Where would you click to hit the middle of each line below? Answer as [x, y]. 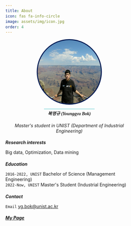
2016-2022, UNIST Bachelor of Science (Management [60, 174]
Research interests [26, 143]
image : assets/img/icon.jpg [35, 21]
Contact [14, 196]
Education [16, 164]
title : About [19, 11]
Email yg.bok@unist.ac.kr [32, 206]
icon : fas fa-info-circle [33, 16]
